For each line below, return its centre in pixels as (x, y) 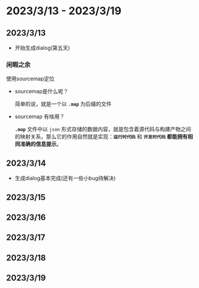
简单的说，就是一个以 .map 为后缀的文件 (63, 104)
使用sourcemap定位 (30, 79)
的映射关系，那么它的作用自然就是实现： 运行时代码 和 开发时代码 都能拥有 (101, 137)
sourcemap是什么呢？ (41, 91)
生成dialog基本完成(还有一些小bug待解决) (65, 178)
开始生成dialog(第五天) (42, 48)
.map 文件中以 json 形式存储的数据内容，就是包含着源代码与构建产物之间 (103, 129)
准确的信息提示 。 (41, 144)
